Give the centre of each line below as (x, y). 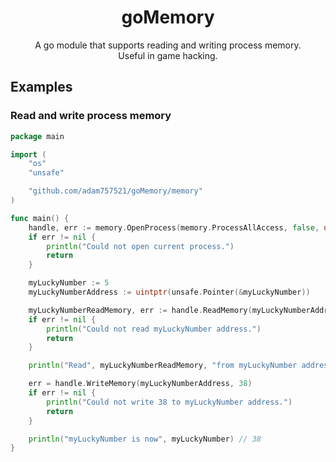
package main (37, 136)
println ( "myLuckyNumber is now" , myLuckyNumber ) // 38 (145, 439)
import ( (28, 154)
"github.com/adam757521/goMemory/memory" (115, 191)
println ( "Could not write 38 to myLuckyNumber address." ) (169, 402)
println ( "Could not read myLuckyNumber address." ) (154, 329)
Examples (41, 87)
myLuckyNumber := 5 (69, 283)
